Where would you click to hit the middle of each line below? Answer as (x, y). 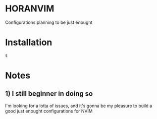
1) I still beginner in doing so (49, 94)
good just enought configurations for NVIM (49, 111)
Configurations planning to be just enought (49, 22)
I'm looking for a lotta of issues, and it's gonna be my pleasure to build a (79, 106)
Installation (29, 42)
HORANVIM (30, 9)
